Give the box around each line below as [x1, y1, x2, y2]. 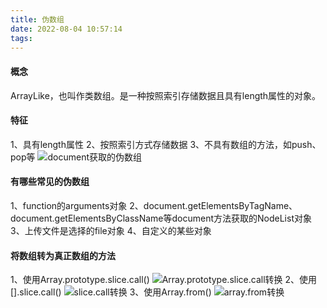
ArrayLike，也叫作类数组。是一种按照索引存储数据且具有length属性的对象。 [10, 89, 322, 101]
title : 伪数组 [10, 14, 65, 25]
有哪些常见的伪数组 [10, 176, 90, 188]
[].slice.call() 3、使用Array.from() [10, 286, 212, 298]
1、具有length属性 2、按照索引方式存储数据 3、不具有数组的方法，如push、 [10, 138, 322, 150]
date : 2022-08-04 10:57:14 [10, 24, 123, 34]
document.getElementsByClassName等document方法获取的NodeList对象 [10, 212, 312, 224]
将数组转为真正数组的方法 [10, 249, 116, 261]
